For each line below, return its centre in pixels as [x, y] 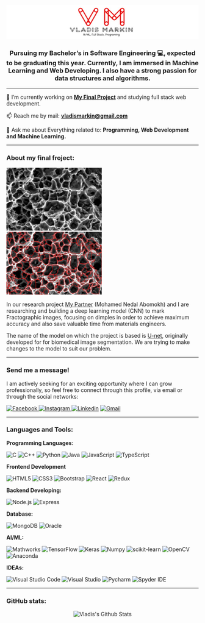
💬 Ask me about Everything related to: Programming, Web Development [98, 130]
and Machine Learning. [36, 136]
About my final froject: [41, 158]
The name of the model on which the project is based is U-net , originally [97, 336]
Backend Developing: [34, 490]
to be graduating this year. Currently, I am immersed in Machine [103, 63]
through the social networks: [42, 396]
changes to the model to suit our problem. [59, 349]
